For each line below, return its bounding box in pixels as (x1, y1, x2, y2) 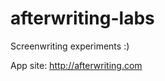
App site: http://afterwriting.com (10, 59, 143, 71)
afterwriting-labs (10, 7, 155, 30)
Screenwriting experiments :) (10, 40, 130, 52)
